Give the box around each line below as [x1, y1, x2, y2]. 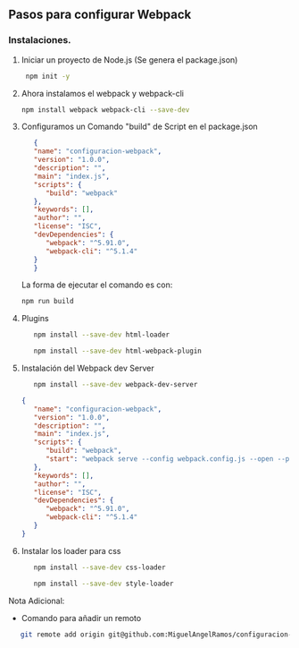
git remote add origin [20, 630, 104, 639]
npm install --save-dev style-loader [33, 579, 174, 588]
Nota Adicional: [8, 595, 65, 606]
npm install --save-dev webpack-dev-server [33, 380, 198, 389]
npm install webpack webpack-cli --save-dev [21, 105, 190, 115]
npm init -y [25, 72, 71, 81]
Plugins [21, 313, 50, 324]
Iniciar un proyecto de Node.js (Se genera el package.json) [21, 54, 238, 65]
